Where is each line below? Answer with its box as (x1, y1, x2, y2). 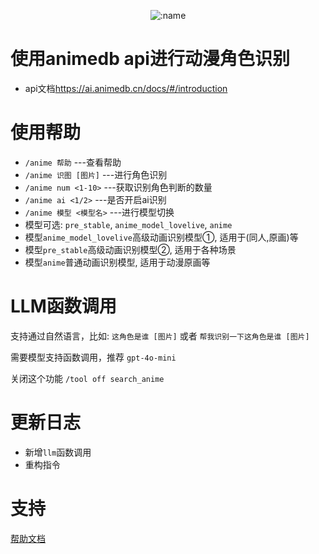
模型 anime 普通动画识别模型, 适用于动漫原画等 (24, 256, 211, 268)
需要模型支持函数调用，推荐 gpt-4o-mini (10, 351, 177, 363)
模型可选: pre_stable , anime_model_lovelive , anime (24, 218, 233, 230)
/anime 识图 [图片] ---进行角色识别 (24, 168, 168, 180)
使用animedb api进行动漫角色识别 (10, 48, 290, 70)
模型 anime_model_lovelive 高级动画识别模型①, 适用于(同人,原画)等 (24, 231, 299, 243)
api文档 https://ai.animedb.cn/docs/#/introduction (24, 82, 228, 94)
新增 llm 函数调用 (24, 446, 92, 458)
